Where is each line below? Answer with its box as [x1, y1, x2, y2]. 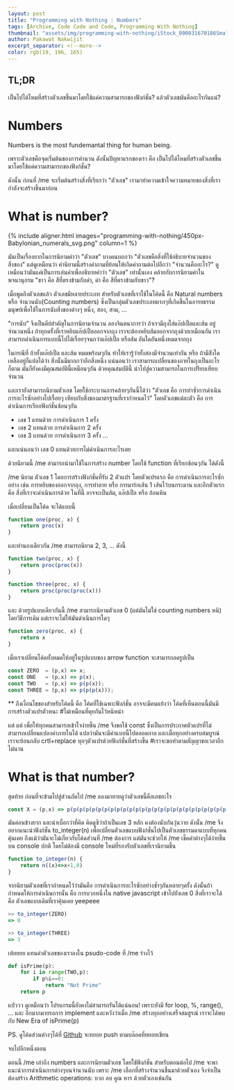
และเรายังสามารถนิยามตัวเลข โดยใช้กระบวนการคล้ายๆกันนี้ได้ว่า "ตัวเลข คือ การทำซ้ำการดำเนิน [8, 386, 222, 394]
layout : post [8, 10, 46, 17]
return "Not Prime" [44, 982, 101, 989]
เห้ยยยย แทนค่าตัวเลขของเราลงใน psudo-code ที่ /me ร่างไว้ [8, 948, 153, 957]
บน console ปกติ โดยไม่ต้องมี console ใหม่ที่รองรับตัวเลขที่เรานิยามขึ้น [8, 841, 176, 850]
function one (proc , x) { [8, 516, 80, 523]
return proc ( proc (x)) [20, 562, 83, 569]
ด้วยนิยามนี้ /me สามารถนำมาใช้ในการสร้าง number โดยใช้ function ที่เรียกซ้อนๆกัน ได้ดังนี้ [8, 459, 225, 467]
